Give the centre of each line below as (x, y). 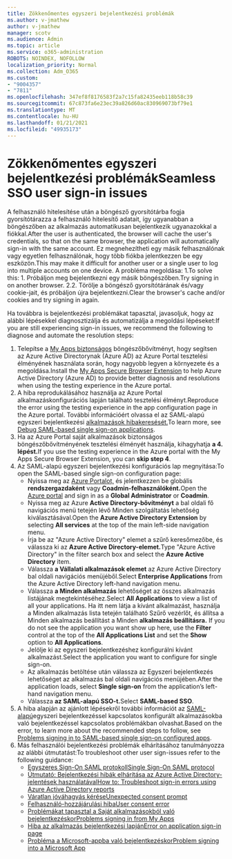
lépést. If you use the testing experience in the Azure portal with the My (119, 452)
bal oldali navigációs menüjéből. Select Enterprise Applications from (125, 576)
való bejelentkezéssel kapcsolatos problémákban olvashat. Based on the (119, 724)
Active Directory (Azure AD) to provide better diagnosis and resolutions (118, 378)
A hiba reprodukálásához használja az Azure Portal (89, 393)
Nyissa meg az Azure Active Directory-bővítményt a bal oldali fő (120, 503)
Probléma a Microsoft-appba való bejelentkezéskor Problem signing (123, 841)
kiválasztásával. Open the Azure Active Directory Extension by (117, 518)
